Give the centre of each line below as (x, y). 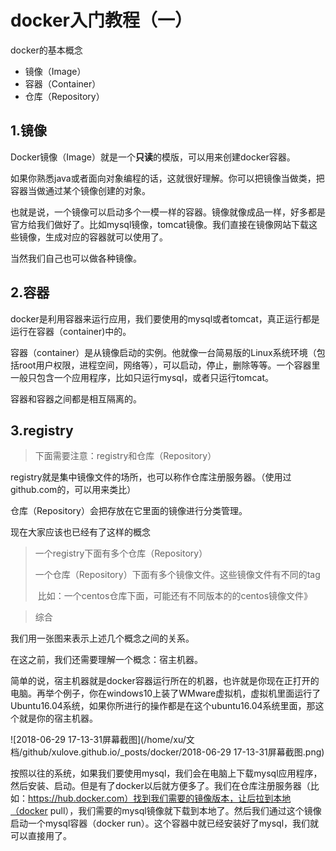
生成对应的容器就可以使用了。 (106, 237)
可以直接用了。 (41, 836)
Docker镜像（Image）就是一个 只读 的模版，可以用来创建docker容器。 (153, 157)
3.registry (42, 430)
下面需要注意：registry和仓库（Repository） (125, 456)
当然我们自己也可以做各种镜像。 (76, 258)
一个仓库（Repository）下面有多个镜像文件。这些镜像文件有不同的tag (177, 575)
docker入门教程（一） (101, 20)
